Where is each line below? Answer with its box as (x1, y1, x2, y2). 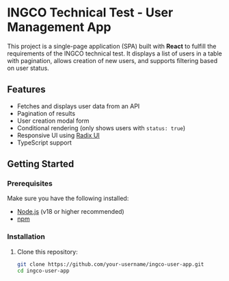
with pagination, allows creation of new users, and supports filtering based (7, 56, 217, 64)
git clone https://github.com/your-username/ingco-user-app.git (16, 260, 204, 268)
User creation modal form (16, 117, 90, 125)
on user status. (7, 64, 49, 72)
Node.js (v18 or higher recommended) (16, 208, 124, 216)
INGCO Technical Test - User (7, 5, 174, 21)
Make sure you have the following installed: (7, 194, 129, 203)
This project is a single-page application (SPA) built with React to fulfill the (7, 42, 217, 50)
